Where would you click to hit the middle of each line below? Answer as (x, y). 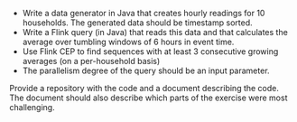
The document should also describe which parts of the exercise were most (148, 98)
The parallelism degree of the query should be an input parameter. (146, 70)
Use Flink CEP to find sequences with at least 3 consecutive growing (150, 52)
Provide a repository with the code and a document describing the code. (144, 88)
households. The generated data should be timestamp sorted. (137, 23)
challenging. (32, 107)
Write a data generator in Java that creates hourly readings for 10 (144, 13)
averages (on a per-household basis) (91, 61)
